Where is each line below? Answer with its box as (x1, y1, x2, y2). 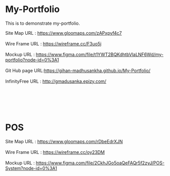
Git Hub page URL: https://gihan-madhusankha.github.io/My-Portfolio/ (5, 67, 151, 74)
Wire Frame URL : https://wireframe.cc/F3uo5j (5, 40, 102, 46)
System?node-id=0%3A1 (5, 165, 57, 171)
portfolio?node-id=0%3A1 (5, 56, 59, 63)
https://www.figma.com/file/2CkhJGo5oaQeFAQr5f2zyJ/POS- (35, 160, 165, 166)
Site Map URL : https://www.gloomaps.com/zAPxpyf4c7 (5, 30, 122, 36)
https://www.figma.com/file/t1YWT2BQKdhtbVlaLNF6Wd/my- (35, 51, 163, 57)
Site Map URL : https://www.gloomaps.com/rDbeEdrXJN (5, 138, 123, 144)
